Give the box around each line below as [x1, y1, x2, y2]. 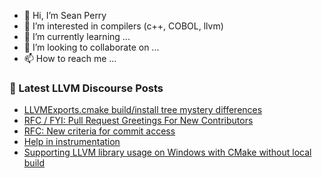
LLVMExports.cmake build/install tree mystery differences [23, 104, 263, 116]
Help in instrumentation [23, 136, 121, 148]
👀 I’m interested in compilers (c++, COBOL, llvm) [23, 20, 224, 32]
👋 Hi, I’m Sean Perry [23, 10, 107, 21]
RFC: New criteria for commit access [23, 125, 176, 137]
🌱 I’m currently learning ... [23, 31, 131, 42]
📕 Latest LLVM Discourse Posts [9, 81, 164, 95]
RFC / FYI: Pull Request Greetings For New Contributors [23, 115, 254, 127]
